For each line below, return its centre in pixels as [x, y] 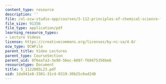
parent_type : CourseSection [34, 56]
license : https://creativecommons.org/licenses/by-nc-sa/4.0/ [70, 42]
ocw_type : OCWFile [24, 46]
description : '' [22, 14]
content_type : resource [30, 10]
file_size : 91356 [23, 23]
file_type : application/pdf [34, 28]
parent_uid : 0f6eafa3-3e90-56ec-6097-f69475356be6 [58, 60]
